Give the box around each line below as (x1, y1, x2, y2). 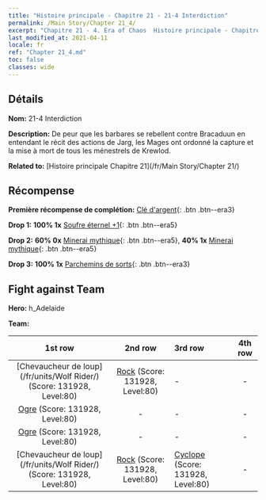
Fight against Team (8, 282, 105, 296)
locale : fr (8, 41, 44, 49)
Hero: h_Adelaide (8, 303, 65, 313)
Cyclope (173, 449, 206, 460)
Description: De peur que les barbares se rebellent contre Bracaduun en (8, 128, 245, 139)
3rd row (173, 342, 204, 353)
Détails (8, 93, 44, 106)
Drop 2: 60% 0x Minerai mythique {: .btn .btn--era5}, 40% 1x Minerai (8, 235, 234, 246)
